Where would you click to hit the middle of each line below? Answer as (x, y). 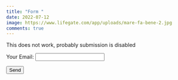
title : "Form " (25, 12)
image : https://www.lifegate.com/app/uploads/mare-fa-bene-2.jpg (89, 23)
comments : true (25, 28)
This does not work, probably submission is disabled (71, 45)
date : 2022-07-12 (28, 17)
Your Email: (20, 57)
